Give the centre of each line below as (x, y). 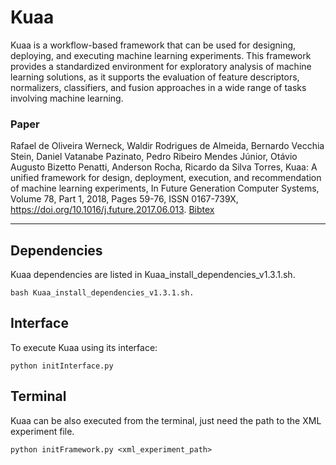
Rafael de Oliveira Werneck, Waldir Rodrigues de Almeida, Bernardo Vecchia (167, 146)
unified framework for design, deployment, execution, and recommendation (166, 178)
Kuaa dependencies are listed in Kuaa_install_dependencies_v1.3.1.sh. (153, 275)
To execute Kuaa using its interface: (84, 347)
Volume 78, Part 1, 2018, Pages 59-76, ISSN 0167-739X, (124, 199)
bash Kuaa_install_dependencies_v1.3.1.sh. (102, 293)
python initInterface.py (62, 366)
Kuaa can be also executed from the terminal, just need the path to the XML (166, 420)
